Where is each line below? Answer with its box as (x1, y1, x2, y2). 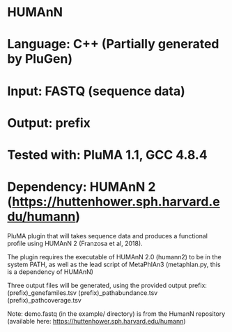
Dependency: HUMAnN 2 (7, 179, 156, 195)
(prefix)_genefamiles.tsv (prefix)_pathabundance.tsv (7, 288, 158, 297)
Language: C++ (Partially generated (7, 36, 219, 52)
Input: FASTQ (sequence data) (7, 83, 186, 99)
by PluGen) (7, 51, 73, 67)
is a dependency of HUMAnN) (7, 267, 94, 276)
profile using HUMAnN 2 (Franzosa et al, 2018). (7, 239, 143, 247)
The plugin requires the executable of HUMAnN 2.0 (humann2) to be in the (7, 252, 222, 261)
